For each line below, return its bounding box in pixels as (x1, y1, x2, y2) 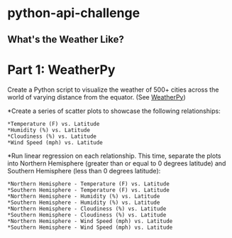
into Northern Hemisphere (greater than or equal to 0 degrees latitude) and (7, 158, 226, 168)
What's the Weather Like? (7, 33, 124, 45)
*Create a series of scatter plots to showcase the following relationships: (7, 107, 221, 115)
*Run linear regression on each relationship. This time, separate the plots (7, 151, 221, 160)
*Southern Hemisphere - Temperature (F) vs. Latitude (7, 186, 170, 193)
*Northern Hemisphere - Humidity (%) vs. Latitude (7, 193, 160, 200)
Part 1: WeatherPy (7, 62, 116, 77)
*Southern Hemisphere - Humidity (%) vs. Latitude (7, 199, 160, 206)
